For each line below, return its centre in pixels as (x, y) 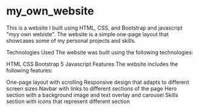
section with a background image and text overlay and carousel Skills (92, 95)
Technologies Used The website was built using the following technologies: (100, 52)
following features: (30, 70)
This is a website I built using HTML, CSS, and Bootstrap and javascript (94, 28)
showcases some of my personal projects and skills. (71, 40)
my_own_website (50, 11)
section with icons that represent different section (68, 101)
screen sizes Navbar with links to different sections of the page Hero (91, 88)
